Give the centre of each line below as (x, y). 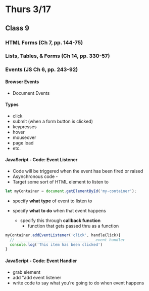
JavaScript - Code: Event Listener (41, 160)
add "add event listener (37, 277)
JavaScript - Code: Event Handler (41, 261)
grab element (27, 272)
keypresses (24, 126)
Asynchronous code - (35, 176)
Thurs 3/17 (28, 9)
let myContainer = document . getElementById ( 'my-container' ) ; (71, 191)
